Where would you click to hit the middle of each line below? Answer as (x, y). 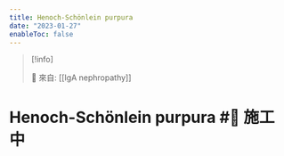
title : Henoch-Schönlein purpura (71, 17)
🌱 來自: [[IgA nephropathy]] (81, 78)
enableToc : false (41, 34)
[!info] (42, 60)
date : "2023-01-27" (45, 26)
